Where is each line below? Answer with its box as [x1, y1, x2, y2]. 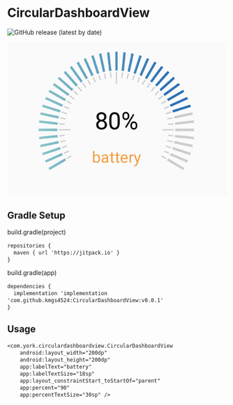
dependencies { [7, 283, 52, 290]
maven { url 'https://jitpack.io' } [13, 250, 120, 257]
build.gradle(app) [7, 269, 57, 277]
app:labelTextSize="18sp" [20, 371, 96, 378]
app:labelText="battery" [20, 364, 92, 371]
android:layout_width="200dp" [20, 350, 108, 357]
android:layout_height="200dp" [20, 357, 111, 364]
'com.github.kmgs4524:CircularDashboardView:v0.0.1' [7, 297, 164, 304]
